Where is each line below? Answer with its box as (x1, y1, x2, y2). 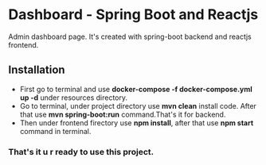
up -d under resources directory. (19, 93, 128, 102)
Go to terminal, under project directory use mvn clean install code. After (19, 101, 257, 110)
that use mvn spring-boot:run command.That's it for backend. (19, 109, 226, 119)
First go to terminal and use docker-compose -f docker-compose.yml (19, 84, 252, 94)
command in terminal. (19, 126, 92, 136)
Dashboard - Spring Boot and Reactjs (8, 6, 259, 24)
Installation (8, 63, 65, 77)
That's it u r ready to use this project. (8, 146, 155, 157)
